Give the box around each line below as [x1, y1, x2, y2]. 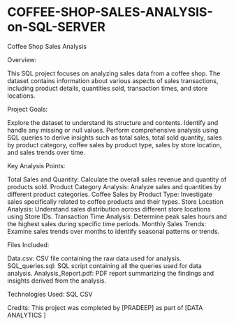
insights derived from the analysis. [7, 276, 107, 285]
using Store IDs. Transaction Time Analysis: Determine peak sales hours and [7, 212, 227, 221]
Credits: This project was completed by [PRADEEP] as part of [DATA [7, 303, 203, 311]
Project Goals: [7, 105, 48, 113]
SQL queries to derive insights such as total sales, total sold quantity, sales [7, 133, 222, 142]
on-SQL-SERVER [7, 19, 106, 35]
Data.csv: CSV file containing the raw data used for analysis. [7, 254, 182, 262]
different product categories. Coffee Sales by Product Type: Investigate [7, 190, 213, 198]
